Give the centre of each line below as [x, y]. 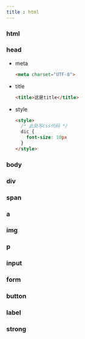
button [16, 296]
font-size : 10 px [47, 138]
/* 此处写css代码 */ [45, 126]
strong [16, 329]
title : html [23, 12]
